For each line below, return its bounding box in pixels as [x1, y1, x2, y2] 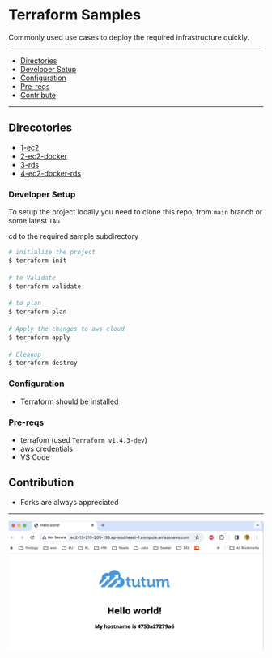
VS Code [19, 452, 50, 462]
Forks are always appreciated [19, 497, 119, 507]
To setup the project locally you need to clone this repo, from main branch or [8, 207, 263, 217]
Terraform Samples [8, 6, 142, 24]
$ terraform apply [8, 333, 70, 342]
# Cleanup [8, 350, 42, 359]
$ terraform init [8, 257, 67, 265]
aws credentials [19, 444, 74, 453]
